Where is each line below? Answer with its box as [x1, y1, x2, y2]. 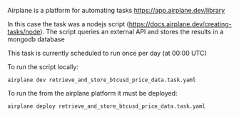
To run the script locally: [7, 63, 78, 71]
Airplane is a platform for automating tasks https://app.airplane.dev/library [7, 6, 225, 14]
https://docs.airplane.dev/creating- [128, 20, 232, 28]
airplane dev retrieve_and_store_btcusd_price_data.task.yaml [7, 76, 196, 83]
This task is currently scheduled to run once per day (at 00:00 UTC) [7, 49, 207, 57]
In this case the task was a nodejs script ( [7, 20, 130, 28]
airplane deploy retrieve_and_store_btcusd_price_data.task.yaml [7, 103, 205, 110]
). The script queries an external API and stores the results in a [40, 28, 224, 36]
